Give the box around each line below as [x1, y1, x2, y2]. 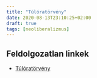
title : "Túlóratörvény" [6, 9, 67, 15]
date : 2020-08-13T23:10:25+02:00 [6, 15, 92, 21]
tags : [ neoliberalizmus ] [6, 26, 70, 32]
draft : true [6, 20, 37, 26]
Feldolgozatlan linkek [6, 48, 90, 58]
